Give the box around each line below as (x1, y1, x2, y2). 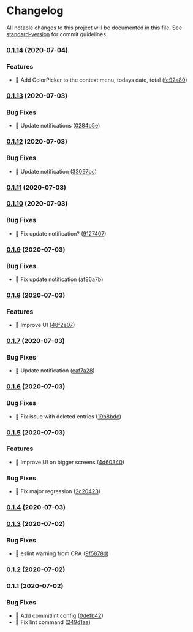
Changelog (6, 4, 64, 18)
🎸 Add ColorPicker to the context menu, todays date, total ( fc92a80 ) (15, 76, 188, 83)
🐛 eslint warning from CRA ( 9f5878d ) (15, 550, 109, 557)
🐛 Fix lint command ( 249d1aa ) (15, 619, 91, 626)
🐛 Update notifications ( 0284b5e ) (15, 122, 100, 129)
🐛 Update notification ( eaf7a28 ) (15, 367, 95, 374)
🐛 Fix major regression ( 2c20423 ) (15, 488, 101, 495)
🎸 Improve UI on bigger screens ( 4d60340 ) (15, 458, 124, 466)
